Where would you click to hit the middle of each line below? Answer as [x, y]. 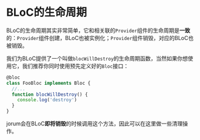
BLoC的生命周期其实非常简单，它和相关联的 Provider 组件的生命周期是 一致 [98, 30]
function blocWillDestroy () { [50, 95]
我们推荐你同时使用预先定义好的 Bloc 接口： [75, 66]
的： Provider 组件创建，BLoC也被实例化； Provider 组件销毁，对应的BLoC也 [100, 38]
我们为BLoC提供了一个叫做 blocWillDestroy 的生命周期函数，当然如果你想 [97, 58]
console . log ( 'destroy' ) [47, 100]
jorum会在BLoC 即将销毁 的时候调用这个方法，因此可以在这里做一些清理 [95, 124]
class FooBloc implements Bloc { [48, 83]
